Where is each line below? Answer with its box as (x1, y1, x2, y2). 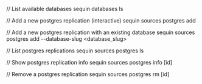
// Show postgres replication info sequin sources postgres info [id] (6, 59, 173, 66)
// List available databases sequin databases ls (6, 5, 124, 12)
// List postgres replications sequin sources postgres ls (6, 47, 144, 54)
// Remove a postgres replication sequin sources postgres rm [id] (6, 71, 170, 78)
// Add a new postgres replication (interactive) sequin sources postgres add (6, 17, 196, 24)
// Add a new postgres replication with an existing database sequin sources (6, 29, 195, 36)
